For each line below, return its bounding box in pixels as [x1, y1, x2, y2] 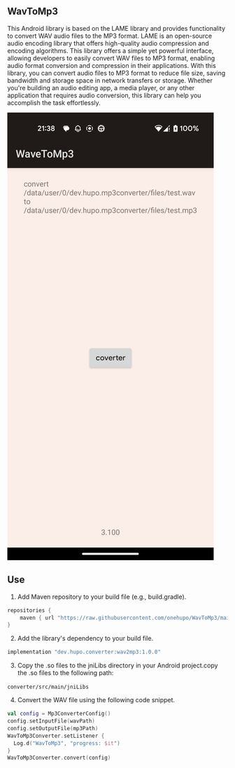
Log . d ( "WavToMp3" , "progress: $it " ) [13, 739, 120, 747]
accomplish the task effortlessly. [7, 98, 101, 107]
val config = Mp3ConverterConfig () [7, 710, 111, 718]
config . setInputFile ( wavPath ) [7, 718, 96, 725]
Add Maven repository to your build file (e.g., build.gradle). [17, 592, 187, 601]
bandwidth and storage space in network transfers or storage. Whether [7, 76, 213, 85]
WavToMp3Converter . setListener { [7, 732, 105, 739]
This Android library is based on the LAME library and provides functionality [7, 24, 226, 32]
